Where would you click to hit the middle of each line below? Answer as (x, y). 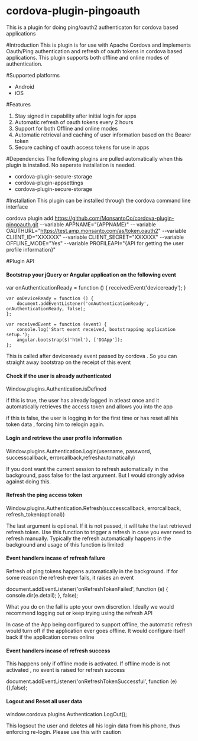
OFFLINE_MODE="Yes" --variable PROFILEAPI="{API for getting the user (95, 243)
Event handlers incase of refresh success (58, 651)
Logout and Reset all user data (44, 701)
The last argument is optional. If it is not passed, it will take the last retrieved (99, 526)
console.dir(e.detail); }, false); (42, 595)
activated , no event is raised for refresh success (66, 670)
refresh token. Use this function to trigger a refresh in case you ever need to (99, 532)
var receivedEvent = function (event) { (57, 324)
